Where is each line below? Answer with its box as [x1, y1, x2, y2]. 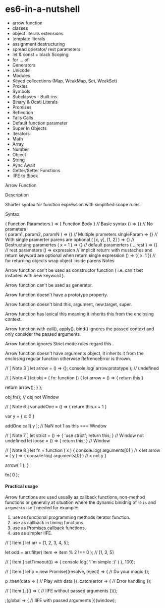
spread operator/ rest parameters [12, 46, 81, 52]
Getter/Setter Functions [12, 167, 60, 173]
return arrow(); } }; [5, 384, 43, 390]
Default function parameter [12, 120, 68, 126]
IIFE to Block [12, 173, 38, 179]
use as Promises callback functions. [12, 525, 86, 531]
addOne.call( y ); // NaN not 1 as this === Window [5, 423, 107, 428]
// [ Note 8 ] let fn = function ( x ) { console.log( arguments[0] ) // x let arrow [5, 447, 161, 453]
